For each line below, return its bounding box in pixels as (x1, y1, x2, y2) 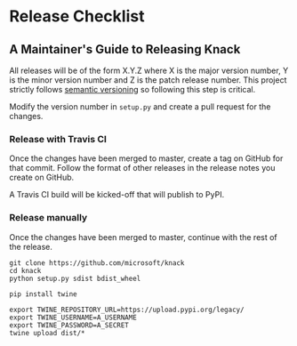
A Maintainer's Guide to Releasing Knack (9, 42, 241, 57)
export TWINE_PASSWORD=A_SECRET (9, 320, 129, 330)
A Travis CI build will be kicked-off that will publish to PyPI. (9, 189, 225, 200)
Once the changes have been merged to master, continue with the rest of (9, 231, 277, 242)
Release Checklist (9, 6, 145, 27)
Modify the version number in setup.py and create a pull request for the (9, 101, 271, 112)
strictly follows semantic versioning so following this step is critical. (9, 84, 256, 94)
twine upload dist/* (9, 328, 86, 337)
